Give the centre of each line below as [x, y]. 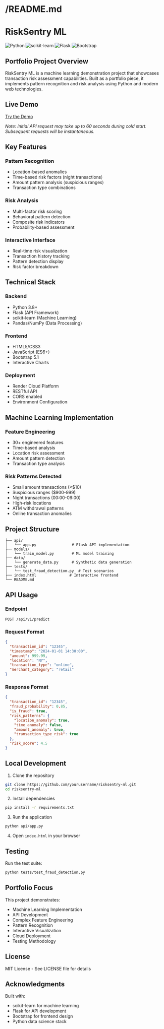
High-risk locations [32, 503]
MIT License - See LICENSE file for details [48, 968]
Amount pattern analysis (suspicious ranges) [58, 183]
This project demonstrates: [33, 900]
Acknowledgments [35, 984]
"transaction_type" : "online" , [42, 665]
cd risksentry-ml [23, 789]
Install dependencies [34, 799]
